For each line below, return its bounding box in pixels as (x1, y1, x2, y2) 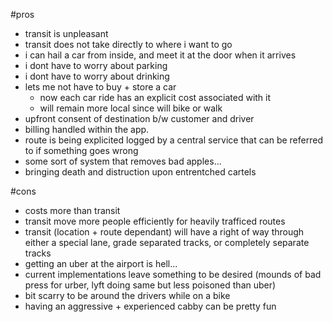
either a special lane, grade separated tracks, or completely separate (24, 237, 310, 248)
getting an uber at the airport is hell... (24, 258, 178, 269)
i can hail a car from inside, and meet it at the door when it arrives (24, 49, 297, 61)
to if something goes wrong (24, 145, 139, 156)
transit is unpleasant (24, 28, 109, 39)
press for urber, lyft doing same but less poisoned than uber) (24, 279, 277, 291)
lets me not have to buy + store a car (24, 81, 177, 93)
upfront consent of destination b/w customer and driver (24, 113, 255, 124)
